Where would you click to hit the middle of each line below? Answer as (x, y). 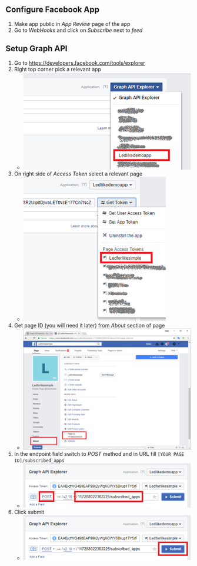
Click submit (29, 512)
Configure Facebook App (52, 10)
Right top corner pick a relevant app (57, 69)
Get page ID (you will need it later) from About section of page (89, 325)
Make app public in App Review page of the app (72, 24)
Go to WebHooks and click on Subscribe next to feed (78, 30)
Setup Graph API (36, 49)
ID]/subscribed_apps (39, 461)
